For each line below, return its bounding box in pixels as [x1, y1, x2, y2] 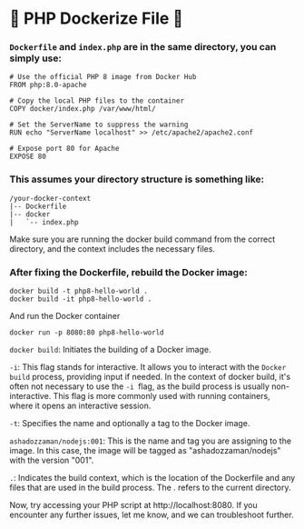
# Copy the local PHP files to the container [9, 96, 184, 105]
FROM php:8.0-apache [9, 81, 88, 90]
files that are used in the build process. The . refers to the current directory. [9, 482, 292, 494]
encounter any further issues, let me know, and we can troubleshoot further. [9, 509, 294, 521]
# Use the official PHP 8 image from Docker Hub [9, 73, 197, 82]
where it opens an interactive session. [9, 400, 152, 412]
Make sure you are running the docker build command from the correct [9, 234, 276, 245]
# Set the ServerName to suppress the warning [9, 120, 189, 130]
